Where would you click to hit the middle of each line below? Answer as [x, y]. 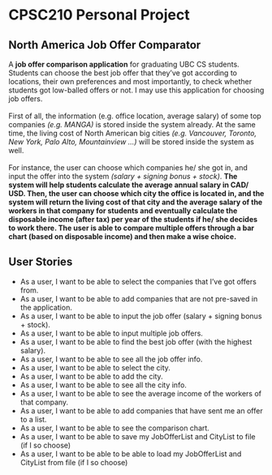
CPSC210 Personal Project [99, 15]
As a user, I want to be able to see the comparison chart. [114, 428]
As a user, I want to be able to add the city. [92, 376]
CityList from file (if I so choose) [74, 462]
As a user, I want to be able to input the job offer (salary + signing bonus [141, 316]
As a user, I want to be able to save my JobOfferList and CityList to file [138, 436]
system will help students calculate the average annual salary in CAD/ [129, 185]
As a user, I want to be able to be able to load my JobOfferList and [131, 454]
